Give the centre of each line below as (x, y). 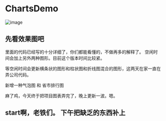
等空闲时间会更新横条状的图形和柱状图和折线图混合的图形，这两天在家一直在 (83, 68)
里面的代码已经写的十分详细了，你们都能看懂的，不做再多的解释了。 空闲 (79, 52)
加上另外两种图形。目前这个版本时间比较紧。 (59, 58)
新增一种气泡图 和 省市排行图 (35, 85)
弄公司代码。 (18, 75)
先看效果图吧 (25, 39)
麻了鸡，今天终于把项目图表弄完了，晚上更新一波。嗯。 (61, 96)
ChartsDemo (32, 9)
